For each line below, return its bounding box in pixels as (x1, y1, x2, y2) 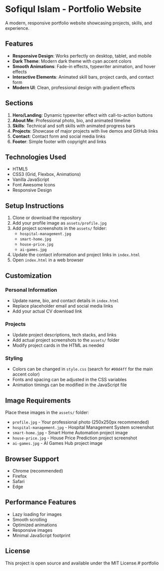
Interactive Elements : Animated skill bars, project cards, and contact (12, 74, 154, 80)
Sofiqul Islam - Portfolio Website (5, 3, 142, 15)
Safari (12, 479, 25, 485)
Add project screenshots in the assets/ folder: (12, 225, 107, 232)
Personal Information (5, 286, 57, 293)
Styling (5, 355, 23, 362)
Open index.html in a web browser (12, 257, 84, 263)
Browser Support (5, 455, 60, 463)
